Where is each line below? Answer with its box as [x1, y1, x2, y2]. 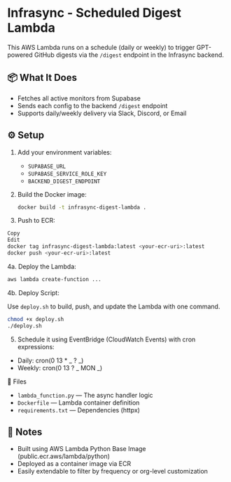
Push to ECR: [17, 216, 56, 225]
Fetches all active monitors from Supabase [17, 93, 141, 103]
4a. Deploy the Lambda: [7, 262, 77, 271]
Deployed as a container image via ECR [17, 460, 132, 468]
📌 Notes [7, 426, 43, 438]
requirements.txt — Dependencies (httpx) [17, 405, 140, 414]
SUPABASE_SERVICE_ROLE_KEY [27, 170, 107, 177]
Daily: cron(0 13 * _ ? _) [17, 356, 84, 365]
